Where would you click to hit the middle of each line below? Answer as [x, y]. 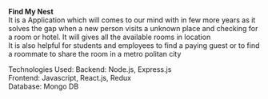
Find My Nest [31, 12]
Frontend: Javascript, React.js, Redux [70, 78]
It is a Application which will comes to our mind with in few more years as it [132, 20]
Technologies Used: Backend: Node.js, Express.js [90, 69]
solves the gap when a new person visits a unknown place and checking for [133, 28]
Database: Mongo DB [44, 86]
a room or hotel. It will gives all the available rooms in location [110, 37]
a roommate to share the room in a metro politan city [95, 54]
